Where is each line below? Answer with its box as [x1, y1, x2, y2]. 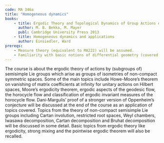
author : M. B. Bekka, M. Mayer [18, 25, 82, 30]
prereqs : [5, 43, 23, 48]
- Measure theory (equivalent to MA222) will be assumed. [14, 48, 134, 53]
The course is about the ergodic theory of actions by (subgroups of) [5, 66, 143, 72]
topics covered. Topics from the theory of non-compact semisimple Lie [5, 107, 148, 113]
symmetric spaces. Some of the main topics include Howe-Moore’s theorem [5, 76, 158, 82]
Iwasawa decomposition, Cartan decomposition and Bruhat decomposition [5, 118, 155, 123]
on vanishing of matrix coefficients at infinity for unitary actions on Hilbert [5, 82, 154, 87]
